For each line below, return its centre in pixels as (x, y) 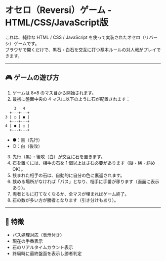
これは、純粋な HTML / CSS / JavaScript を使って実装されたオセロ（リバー (82, 37)
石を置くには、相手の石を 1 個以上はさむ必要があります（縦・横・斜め (84, 163)
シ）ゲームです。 (22, 43)
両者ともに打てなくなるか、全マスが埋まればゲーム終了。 (71, 194)
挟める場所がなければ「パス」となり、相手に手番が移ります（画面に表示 (86, 181)
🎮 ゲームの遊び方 (32, 78)
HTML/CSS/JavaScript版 (57, 23)
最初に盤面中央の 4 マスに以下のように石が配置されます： (71, 99)
